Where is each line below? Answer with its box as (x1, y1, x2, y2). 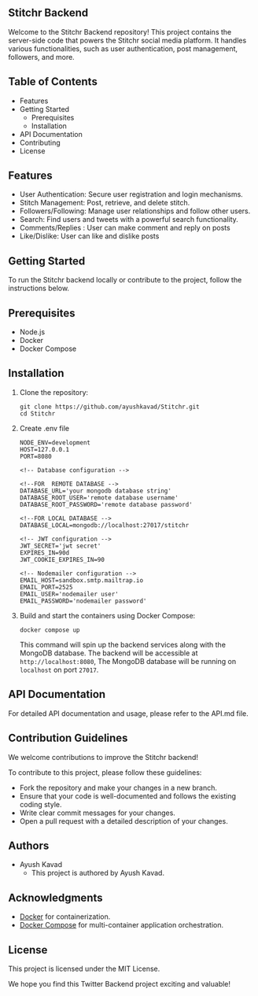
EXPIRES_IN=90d (19, 548, 70, 557)
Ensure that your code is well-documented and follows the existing (19, 791, 236, 801)
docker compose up (19, 625, 80, 634)
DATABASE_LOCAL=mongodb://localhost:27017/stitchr (19, 521, 190, 529)
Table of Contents (8, 75, 98, 89)
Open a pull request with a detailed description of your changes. (19, 816, 228, 825)
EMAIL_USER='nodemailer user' (19, 590, 120, 598)
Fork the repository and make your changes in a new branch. (19, 783, 218, 792)
